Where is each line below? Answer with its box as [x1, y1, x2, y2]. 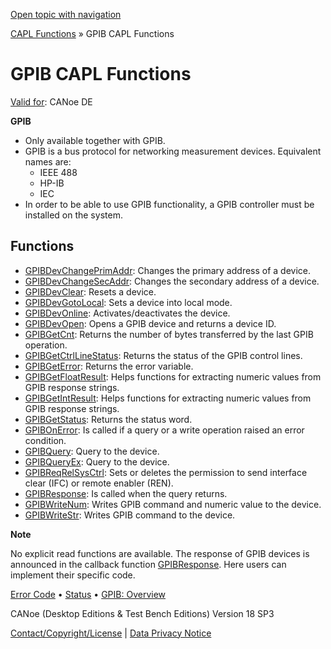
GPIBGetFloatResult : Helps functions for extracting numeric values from [24, 370, 322, 383]
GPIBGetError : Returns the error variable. [24, 360, 194, 372]
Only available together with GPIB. [24, 134, 166, 146]
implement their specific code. [10, 569, 136, 581]
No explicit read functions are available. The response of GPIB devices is [10, 547, 310, 559]
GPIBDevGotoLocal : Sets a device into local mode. [24, 296, 233, 308]
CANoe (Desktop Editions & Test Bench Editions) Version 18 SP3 [10, 607, 275, 619]
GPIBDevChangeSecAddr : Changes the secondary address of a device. [24, 275, 320, 287]
